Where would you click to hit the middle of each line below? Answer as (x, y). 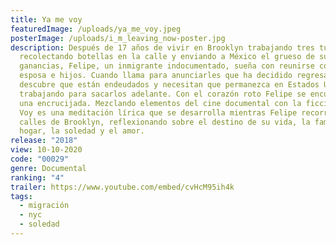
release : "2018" (44, 141)
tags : (21, 196)
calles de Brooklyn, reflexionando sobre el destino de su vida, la (165, 122)
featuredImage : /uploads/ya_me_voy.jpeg (96, 29)
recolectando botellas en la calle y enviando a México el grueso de (167, 57)
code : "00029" (40, 159)
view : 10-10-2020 (46, 150)
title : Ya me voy (46, 19)
